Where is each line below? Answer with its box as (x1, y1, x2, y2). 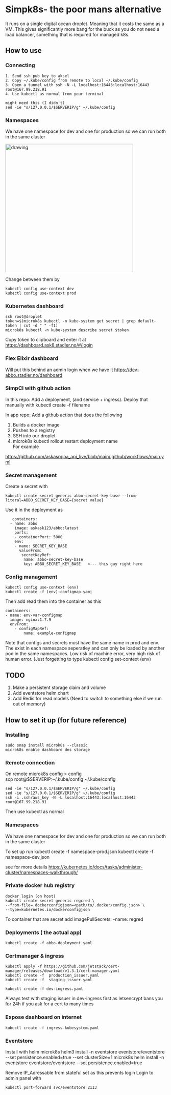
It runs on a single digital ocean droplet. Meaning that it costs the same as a (5, 21, 164, 27)
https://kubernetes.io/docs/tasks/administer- (48, 864, 143, 870)
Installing (5, 731, 29, 738)
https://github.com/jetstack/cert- (44, 964, 120, 969)
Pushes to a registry (12, 427, 55, 433)
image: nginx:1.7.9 (10, 617, 52, 622)
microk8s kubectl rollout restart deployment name (12, 438, 118, 444)
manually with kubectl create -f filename (5, 401, 90, 408)
